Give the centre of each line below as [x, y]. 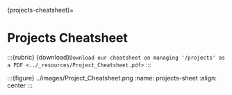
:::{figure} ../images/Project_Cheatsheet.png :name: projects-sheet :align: [112, 78]
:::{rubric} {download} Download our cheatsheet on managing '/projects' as [116, 57]
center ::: [20, 85]
